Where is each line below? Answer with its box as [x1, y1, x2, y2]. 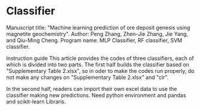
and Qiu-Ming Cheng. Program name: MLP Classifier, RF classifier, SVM [6, 36, 183, 44]
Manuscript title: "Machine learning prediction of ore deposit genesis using [6, 24, 190, 31]
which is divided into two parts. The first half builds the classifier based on [6, 61, 190, 68]
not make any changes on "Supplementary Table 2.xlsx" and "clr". [6, 74, 169, 81]
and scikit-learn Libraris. [6, 97, 66, 105]
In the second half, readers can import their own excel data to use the [6, 85, 177, 92]
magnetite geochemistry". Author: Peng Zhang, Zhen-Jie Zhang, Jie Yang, [6, 30, 188, 37]
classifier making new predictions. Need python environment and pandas [6, 91, 186, 99]
